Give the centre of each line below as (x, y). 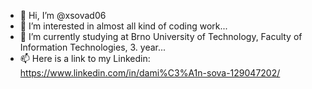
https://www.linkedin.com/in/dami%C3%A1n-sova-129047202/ (150, 73)
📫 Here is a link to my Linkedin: (85, 58)
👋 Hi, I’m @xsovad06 (63, 15)
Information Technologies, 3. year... (93, 47)
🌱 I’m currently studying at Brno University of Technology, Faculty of (161, 36)
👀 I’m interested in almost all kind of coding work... (123, 26)
